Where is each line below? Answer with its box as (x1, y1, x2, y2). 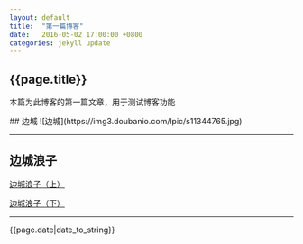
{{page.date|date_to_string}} (9, 224, 115, 235)
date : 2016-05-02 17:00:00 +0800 (9, 30, 143, 39)
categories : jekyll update (9, 38, 111, 48)
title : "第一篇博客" (9, 22, 84, 31)
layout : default (9, 13, 70, 23)
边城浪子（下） (9, 197, 65, 208)
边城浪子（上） (9, 178, 65, 189)
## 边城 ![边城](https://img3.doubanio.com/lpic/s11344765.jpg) (9, 116, 243, 127)
